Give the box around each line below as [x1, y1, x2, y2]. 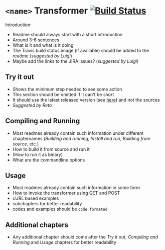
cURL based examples [12, 195, 59, 201]
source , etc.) [12, 141, 39, 147]
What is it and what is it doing [12, 42, 74, 48]
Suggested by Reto [12, 102, 52, 108]
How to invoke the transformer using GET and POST [12, 190, 120, 196]
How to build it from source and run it [12, 146, 90, 152]
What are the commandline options [12, 156, 85, 163]
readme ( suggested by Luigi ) [12, 53, 73, 59]
